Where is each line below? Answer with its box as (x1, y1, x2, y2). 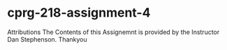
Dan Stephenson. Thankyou (7, 35, 87, 43)
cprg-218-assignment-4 (7, 5, 151, 21)
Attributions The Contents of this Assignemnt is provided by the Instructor (7, 28, 220, 36)
